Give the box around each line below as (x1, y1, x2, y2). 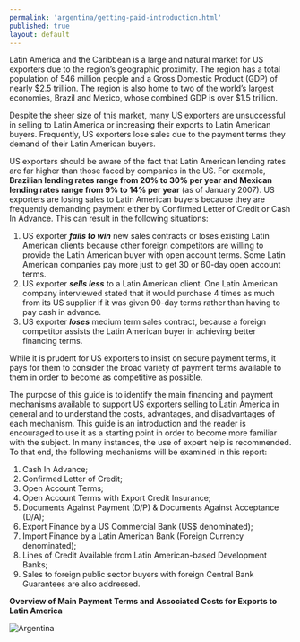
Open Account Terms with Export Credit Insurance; (21, 493, 211, 504)
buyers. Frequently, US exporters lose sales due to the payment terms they (9, 129, 287, 140)
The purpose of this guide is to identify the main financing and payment (9, 390, 274, 400)
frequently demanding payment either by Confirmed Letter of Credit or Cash (9, 204, 291, 215)
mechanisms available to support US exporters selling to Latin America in (9, 399, 279, 409)
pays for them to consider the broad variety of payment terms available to (9, 363, 282, 374)
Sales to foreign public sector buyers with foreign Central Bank (21, 569, 254, 580)
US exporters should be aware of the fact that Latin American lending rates (9, 156, 287, 167)
